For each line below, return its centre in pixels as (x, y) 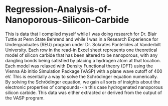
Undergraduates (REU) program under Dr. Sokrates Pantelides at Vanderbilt (83, 44)
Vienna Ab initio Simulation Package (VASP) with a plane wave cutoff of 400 (84, 71)
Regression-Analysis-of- (58, 9)
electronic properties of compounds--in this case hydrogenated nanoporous (84, 87)
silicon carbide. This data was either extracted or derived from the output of (83, 92)
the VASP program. (25, 98)
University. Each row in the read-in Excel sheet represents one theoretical (81, 50)
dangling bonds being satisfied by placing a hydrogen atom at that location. (83, 60)
